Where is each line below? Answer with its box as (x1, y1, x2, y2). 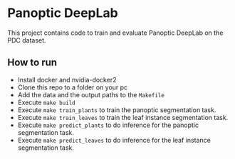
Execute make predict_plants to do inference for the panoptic (17, 121, 199, 129)
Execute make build (17, 98, 76, 106)
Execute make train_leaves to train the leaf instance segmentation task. (17, 113, 229, 121)
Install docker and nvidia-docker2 (17, 75, 117, 84)
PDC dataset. (7, 35, 46, 44)
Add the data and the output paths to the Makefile (17, 90, 165, 99)
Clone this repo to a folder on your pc (17, 83, 128, 92)
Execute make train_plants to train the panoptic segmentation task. (17, 105, 216, 114)
